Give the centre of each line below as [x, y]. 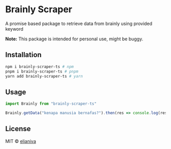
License [18, 129]
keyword [15, 29]
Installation [23, 55]
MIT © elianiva [21, 141]
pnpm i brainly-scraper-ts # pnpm [42, 71]
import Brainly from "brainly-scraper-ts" [51, 104]
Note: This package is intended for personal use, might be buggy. [74, 39]
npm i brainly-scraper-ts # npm [39, 67]
